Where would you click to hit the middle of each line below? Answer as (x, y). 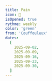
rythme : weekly (21, 24)
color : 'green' (21, 29)
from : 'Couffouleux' (27, 33)
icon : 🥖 (13, 15)
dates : (12, 38)
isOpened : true (21, 19)
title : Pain (17, 10)
